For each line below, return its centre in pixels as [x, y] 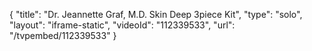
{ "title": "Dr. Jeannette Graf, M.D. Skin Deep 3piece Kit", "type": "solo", [156, 14]
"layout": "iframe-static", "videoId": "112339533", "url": [122, 25]
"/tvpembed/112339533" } [63, 35]
